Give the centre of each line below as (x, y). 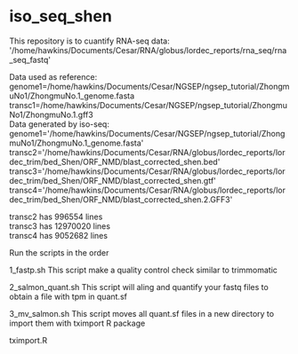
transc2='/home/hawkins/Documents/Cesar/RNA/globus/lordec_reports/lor (147, 152)
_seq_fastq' (30, 59)
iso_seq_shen (61, 16)
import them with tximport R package (77, 323)
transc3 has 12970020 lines (60, 226)
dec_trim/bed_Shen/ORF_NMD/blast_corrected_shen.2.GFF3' (121, 199)
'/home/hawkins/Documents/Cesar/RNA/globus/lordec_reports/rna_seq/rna (148, 50)
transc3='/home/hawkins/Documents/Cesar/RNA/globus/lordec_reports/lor (148, 171)
